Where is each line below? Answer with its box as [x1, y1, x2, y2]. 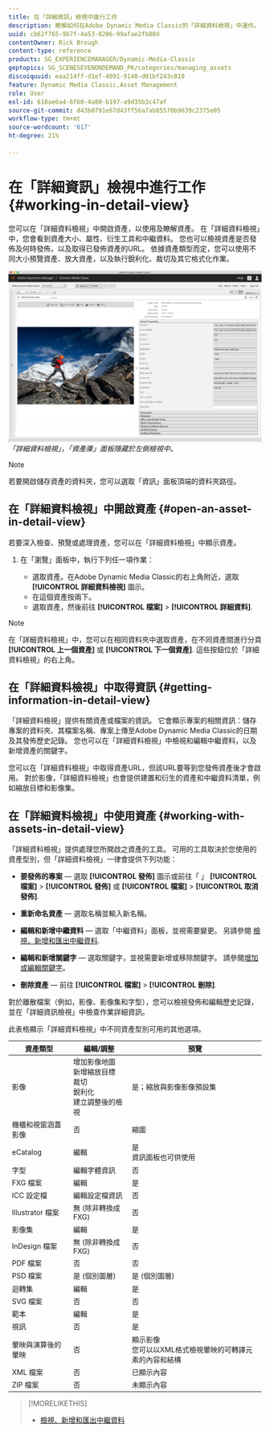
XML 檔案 [11, 1367, 43, 1377]
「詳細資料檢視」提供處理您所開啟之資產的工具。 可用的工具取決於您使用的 [8, 844, 257, 854]
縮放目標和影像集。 [14, 783, 79, 793]
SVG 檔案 [11, 1296, 43, 1306]
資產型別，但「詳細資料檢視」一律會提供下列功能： [8, 855, 178, 864]
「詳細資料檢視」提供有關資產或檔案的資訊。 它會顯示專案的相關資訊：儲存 [8, 716, 257, 725]
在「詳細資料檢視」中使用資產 [8, 809, 157, 823]
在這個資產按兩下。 [31, 592, 96, 601]
